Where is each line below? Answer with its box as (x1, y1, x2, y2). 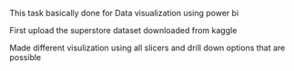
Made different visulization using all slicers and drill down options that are (9, 42, 286, 53)
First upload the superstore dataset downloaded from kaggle (9, 25, 238, 35)
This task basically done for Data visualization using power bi (9, 8, 239, 18)
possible (9, 52, 42, 62)
